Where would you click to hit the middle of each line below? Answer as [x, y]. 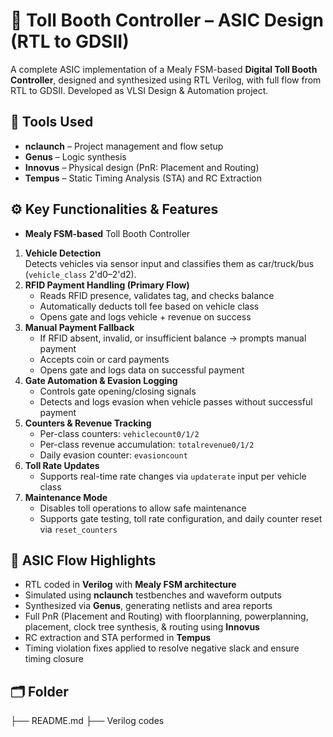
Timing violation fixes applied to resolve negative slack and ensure [162, 648]
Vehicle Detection [63, 253]
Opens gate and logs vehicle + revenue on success [145, 316]
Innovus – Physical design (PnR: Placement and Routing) [142, 167]
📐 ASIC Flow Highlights [83, 560]
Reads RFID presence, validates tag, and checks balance [157, 295]
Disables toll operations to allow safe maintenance [143, 508]
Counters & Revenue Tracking [88, 423]
